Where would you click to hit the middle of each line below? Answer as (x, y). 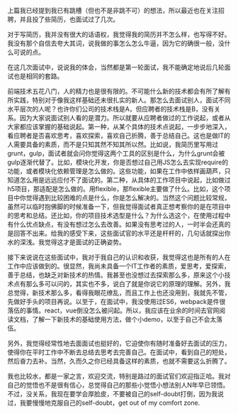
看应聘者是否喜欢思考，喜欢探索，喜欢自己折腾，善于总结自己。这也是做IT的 (119, 136)
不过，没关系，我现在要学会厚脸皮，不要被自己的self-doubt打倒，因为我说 (116, 394)
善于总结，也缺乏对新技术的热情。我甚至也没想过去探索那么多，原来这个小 (116, 275)
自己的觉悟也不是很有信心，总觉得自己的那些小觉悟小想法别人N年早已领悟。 (118, 385)
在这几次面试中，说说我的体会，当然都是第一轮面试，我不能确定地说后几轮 (116, 67)
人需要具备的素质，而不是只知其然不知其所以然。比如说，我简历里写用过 (113, 145)
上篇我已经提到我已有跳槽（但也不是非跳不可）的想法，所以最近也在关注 (113, 10)
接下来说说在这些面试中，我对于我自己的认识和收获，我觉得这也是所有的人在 (119, 257)
